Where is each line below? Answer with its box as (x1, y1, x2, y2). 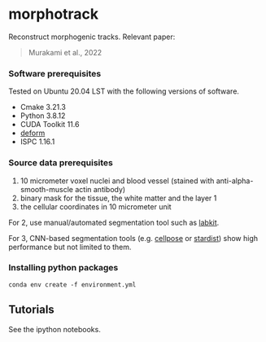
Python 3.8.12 (20, 111, 66, 121)
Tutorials (8, 303, 55, 317)
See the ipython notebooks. (8, 324, 102, 334)
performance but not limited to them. (8, 242, 132, 252)
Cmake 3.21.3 (20, 103, 67, 112)
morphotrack (8, 5, 99, 24)
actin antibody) (74, 184, 126, 194)
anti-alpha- (216, 176, 254, 186)
